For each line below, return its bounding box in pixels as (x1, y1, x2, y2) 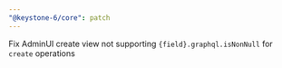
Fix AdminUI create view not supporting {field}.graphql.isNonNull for (8, 38, 273, 49)
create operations (8, 47, 76, 59)
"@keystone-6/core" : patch (8, 13, 111, 23)
